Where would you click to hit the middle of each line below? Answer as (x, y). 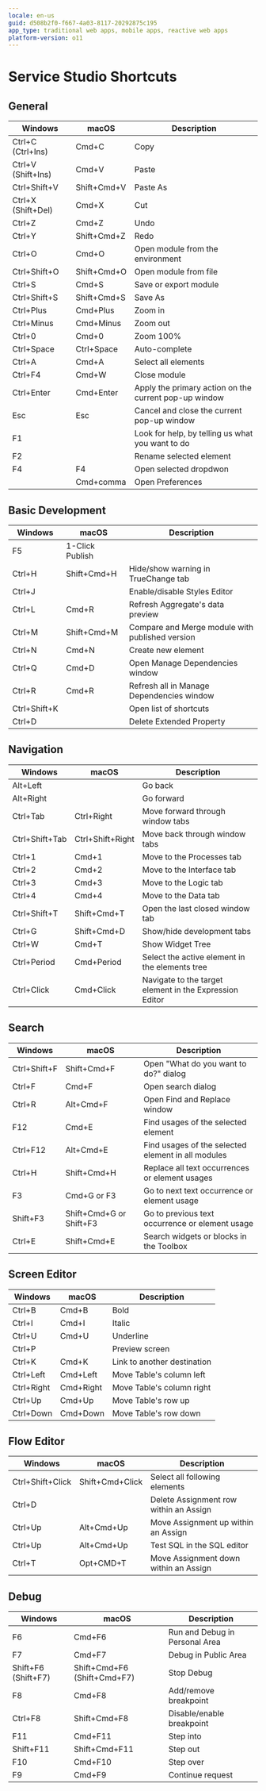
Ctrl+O (25, 254)
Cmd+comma (101, 482)
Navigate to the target (182, 979)
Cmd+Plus (95, 310)
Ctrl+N (25, 650)
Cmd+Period (98, 962)
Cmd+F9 (90, 1775)
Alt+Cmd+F (87, 1104)
